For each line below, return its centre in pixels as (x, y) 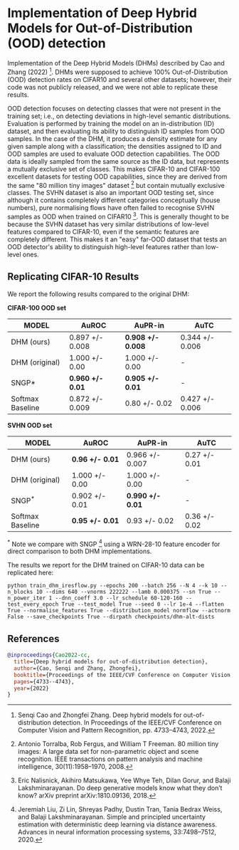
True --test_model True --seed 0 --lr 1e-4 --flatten (143, 604)
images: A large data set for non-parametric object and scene (108, 752)
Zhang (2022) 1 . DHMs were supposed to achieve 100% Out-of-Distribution (118, 71)
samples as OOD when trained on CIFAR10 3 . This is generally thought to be (118, 216)
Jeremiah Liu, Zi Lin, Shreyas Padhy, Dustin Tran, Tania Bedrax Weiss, (120, 809)
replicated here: (31, 573)
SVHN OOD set (30, 425)
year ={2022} (32, 688)
